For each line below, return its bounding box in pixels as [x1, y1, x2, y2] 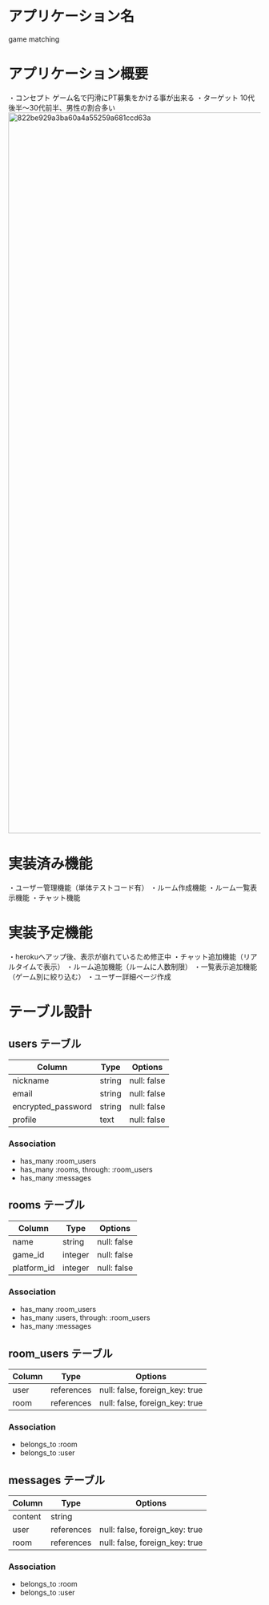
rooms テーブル [8, 1198, 86, 1212]
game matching [8, 34, 60, 44]
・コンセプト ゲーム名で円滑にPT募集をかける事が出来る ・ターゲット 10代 [8, 93, 255, 103]
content [12, 1511, 42, 1523]
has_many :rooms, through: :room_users [19, 1165, 154, 1174]
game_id [12, 1249, 45, 1260]
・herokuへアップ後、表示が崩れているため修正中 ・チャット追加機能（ [8, 951, 244, 961]
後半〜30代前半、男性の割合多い [8, 103, 116, 112]
